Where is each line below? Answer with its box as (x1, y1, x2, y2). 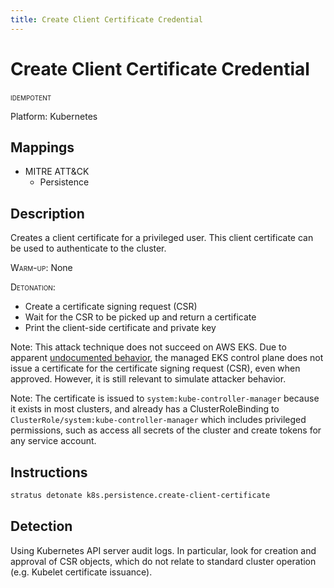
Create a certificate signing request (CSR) (24, 301, 198, 313)
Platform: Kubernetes (10, 110, 98, 122)
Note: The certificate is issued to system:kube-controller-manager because (10, 392, 320, 405)
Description (10, 205, 85, 222)
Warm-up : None (10, 262, 73, 274)
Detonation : (10, 281, 56, 293)
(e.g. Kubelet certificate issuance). (10, 566, 153, 578)
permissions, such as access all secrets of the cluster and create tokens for (10, 424, 322, 436)
